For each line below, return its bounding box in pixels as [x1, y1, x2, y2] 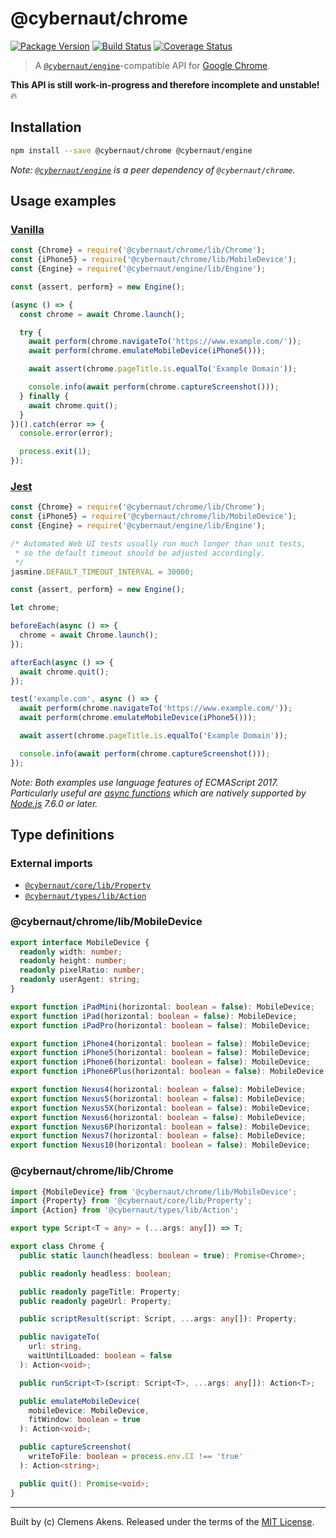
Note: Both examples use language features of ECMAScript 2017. [10, 776, 279, 788]
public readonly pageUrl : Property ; [19, 1296, 172, 1306]
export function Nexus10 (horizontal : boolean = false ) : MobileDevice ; [10, 1140, 311, 1151]
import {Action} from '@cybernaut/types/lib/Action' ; [10, 1205, 240, 1216]
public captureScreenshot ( [19, 1442, 132, 1452]
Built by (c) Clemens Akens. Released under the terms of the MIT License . [10, 1515, 315, 1527]
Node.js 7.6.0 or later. [10, 797, 98, 809]
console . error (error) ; [19, 428, 114, 439]
